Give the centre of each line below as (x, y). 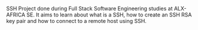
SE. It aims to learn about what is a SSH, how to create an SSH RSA (109, 15)
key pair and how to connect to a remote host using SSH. (76, 21)
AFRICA (16, 15)
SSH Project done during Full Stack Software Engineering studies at (89, 9)
